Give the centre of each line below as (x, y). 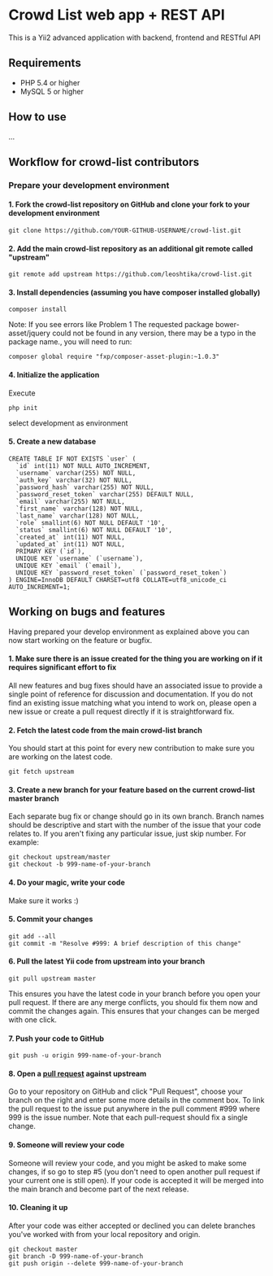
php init (23, 408)
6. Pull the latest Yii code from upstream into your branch (107, 961)
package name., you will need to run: (70, 342)
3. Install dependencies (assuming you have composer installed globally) (134, 292)
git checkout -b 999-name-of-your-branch (80, 864)
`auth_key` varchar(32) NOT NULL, (74, 480)
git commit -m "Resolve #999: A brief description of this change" (125, 943)
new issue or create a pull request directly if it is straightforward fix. (121, 711)
